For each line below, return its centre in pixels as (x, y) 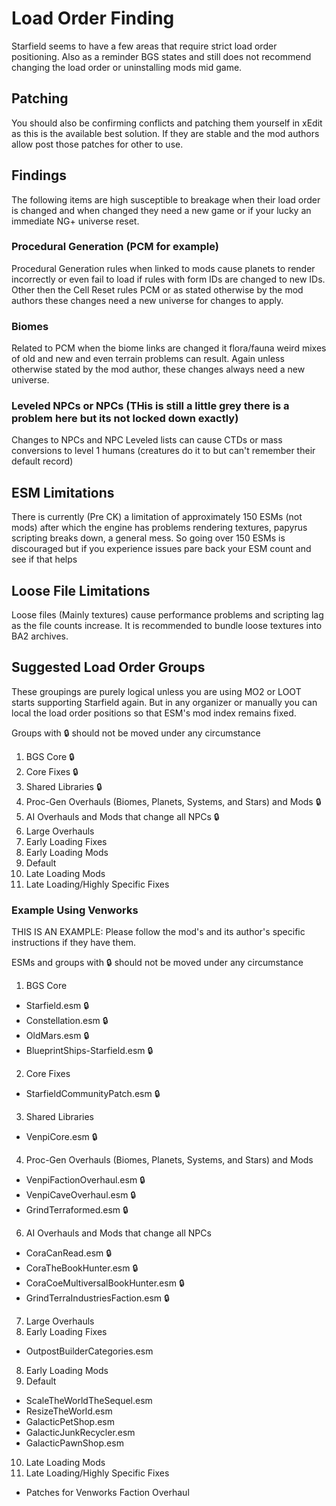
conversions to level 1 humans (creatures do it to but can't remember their (163, 451)
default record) (42, 461)
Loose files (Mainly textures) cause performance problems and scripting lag (167, 615)
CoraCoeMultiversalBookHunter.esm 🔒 (105, 1283)
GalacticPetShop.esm (70, 1422)
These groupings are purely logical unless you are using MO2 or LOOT (156, 691)
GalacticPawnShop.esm (74, 1443)
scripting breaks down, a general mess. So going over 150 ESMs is (148, 538)
